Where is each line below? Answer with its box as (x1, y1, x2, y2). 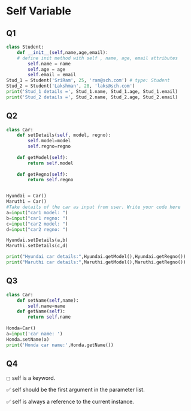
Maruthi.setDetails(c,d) (6, 243, 68, 249)
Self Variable (6, 4, 72, 18)
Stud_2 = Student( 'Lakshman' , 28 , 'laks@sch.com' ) (6, 83, 135, 89)
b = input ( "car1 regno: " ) (6, 215, 68, 221)
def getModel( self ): (17, 154, 68, 160)
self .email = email (28, 72, 77, 78)
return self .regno (28, 177, 74, 183)
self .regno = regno (28, 143, 71, 149)
